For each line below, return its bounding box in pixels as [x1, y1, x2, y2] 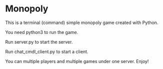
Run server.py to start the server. [5, 38, 73, 45]
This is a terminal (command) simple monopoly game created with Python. [5, 19, 158, 25]
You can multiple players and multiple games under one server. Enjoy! [5, 58, 149, 64]
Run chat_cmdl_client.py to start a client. [5, 48, 88, 54]
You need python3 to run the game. [5, 29, 78, 35]
